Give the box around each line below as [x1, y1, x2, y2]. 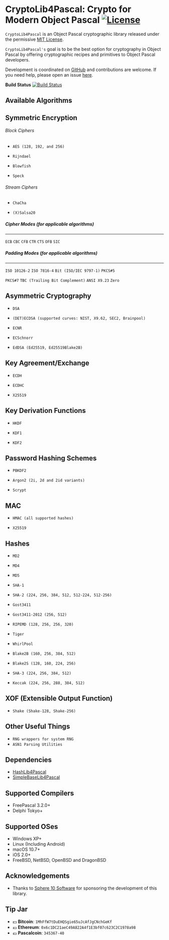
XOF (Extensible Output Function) [5, 694, 113, 703]
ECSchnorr [12, 335, 34, 340]
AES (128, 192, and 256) [12, 144, 65, 149]
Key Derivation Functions [5, 406, 87, 415]
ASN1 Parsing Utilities [12, 742, 63, 747]
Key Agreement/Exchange [5, 359, 90, 368]
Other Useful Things [5, 722, 70, 731]
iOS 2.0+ [12, 852, 31, 858]
